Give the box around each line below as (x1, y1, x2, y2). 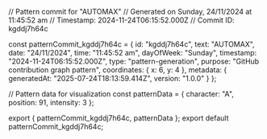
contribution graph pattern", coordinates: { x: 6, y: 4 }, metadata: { (8, 65, 227, 75)
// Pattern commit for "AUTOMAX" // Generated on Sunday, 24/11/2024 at (8, 7, 252, 16)
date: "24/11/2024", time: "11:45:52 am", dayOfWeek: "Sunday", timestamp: (8, 48, 257, 57)
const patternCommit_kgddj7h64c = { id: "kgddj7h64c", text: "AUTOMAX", (8, 39, 256, 49)
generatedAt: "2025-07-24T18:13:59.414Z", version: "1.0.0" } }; (8, 74, 217, 83)
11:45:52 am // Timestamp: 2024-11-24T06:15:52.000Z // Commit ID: (8, 15, 236, 25)
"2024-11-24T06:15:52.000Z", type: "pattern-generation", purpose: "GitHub (8, 56, 260, 66)
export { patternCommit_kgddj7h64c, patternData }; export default (8, 113, 229, 123)
